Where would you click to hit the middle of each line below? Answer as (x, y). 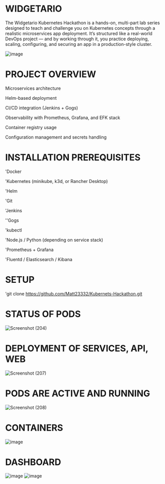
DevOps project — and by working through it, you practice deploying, (77, 39)
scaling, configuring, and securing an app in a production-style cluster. (79, 44)
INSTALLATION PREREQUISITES (73, 158)
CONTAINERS (34, 428)
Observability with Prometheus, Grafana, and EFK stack (63, 117)
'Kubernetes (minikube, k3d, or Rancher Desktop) (57, 181)
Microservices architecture (33, 88)
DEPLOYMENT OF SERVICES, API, (77, 348)
